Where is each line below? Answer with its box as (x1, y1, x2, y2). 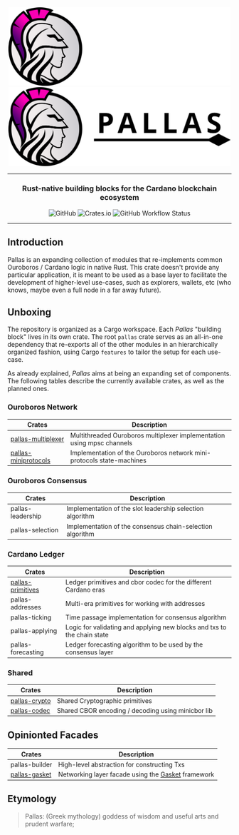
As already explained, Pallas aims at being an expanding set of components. (7, 369, 231, 378)
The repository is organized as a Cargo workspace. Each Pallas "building (7, 325, 222, 334)
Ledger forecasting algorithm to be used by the (65, 640, 203, 649)
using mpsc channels (70, 438, 133, 447)
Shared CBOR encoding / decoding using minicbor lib (56, 706, 213, 714)
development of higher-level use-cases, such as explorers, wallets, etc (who (7, 278, 232, 286)
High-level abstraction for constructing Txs (58, 760, 185, 769)
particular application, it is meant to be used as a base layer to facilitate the (7, 270, 228, 279)
